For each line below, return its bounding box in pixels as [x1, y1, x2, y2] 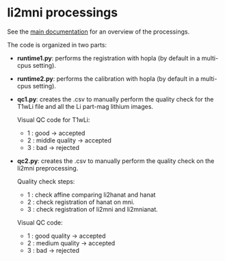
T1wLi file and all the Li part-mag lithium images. [16, 102, 154, 110]
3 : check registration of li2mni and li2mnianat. [27, 205, 159, 213]
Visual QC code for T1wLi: [16, 115, 90, 124]
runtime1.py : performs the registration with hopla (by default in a [16, 53, 200, 62]
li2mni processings [7, 5, 118, 21]
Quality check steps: [16, 177, 75, 186]
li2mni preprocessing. [16, 164, 79, 172]
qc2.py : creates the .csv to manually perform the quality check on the [16, 156, 215, 165]
